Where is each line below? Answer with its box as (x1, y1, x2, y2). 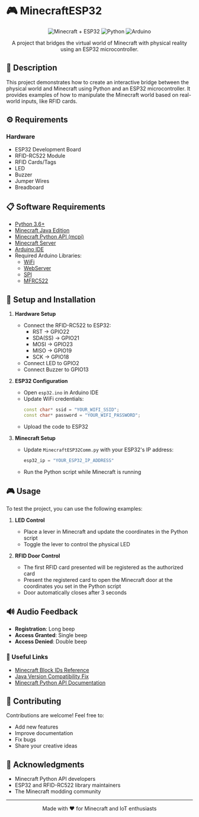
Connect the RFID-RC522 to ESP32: (23, 322, 111, 329)
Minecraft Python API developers (14, 775, 96, 783)
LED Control (14, 517, 46, 524)
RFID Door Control (14, 552, 60, 559)
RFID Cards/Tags (14, 159, 56, 166)
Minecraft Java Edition (14, 227, 70, 234)
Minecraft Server (14, 239, 56, 246)
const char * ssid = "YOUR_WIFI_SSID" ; (23, 407, 120, 413)
